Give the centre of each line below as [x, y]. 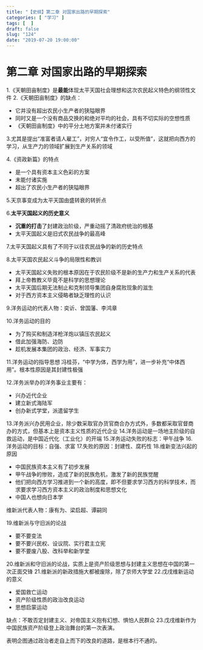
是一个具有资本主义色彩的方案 [52, 172]
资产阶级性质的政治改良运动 [50, 600]
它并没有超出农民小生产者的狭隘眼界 [60, 111]
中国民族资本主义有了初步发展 [52, 467]
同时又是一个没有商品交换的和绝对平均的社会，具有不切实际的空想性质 [103, 118]
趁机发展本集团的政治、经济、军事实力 [63, 349]
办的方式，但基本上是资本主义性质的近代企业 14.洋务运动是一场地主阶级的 [98, 431]
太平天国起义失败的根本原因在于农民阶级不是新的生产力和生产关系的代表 [105, 272]
